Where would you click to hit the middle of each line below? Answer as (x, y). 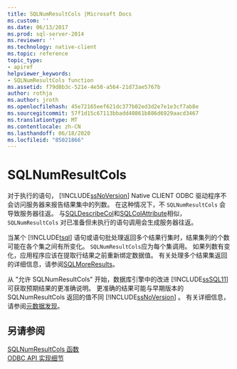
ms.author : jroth (33, 100)
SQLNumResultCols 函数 (43, 349)
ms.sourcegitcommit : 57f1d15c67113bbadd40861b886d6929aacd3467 (103, 113)
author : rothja (30, 93)
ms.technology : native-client (52, 47)
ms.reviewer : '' (31, 41)
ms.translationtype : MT (43, 120)
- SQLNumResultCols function (51, 80)
